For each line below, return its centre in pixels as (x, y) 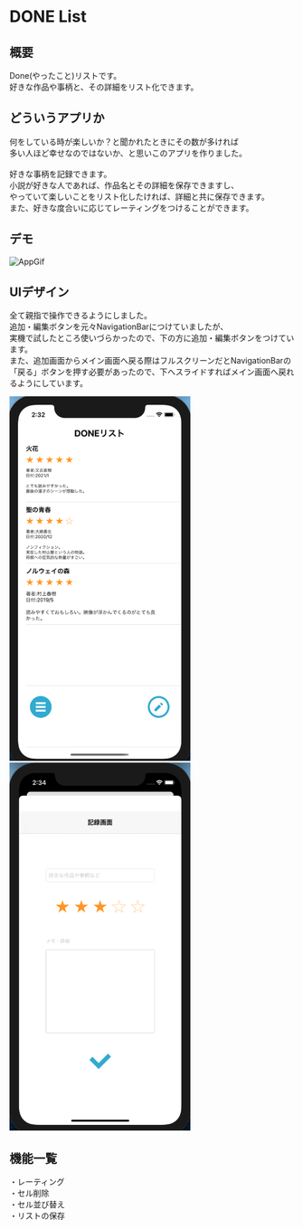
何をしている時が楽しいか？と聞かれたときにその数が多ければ (124, 141)
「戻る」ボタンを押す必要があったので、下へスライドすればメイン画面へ (144, 372)
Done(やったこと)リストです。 (66, 76)
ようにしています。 (52, 383)
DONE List (48, 17)
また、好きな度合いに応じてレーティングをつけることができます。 (132, 208)
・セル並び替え (37, 1205)
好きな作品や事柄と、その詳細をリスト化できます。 (104, 87)
